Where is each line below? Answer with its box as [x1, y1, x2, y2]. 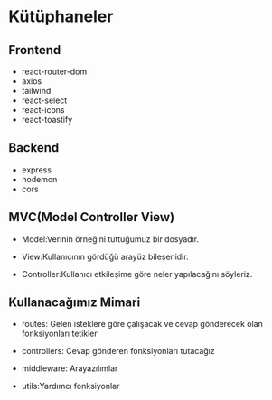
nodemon [21, 173, 58, 184]
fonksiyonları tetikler [21, 328, 98, 340]
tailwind [21, 86, 52, 96]
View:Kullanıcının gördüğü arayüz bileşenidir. [21, 251, 189, 262]
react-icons [21, 105, 65, 115]
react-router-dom [21, 66, 88, 77]
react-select [21, 95, 68, 106]
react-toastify [21, 115, 73, 125]
